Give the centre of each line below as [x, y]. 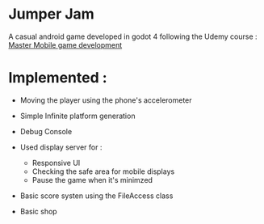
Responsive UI [56, 163]
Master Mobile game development [65, 44]
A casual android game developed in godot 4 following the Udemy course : [133, 36]
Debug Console [46, 131]
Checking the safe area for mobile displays [103, 171]
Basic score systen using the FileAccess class [96, 196]
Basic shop [39, 211]
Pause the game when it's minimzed [92, 180]
